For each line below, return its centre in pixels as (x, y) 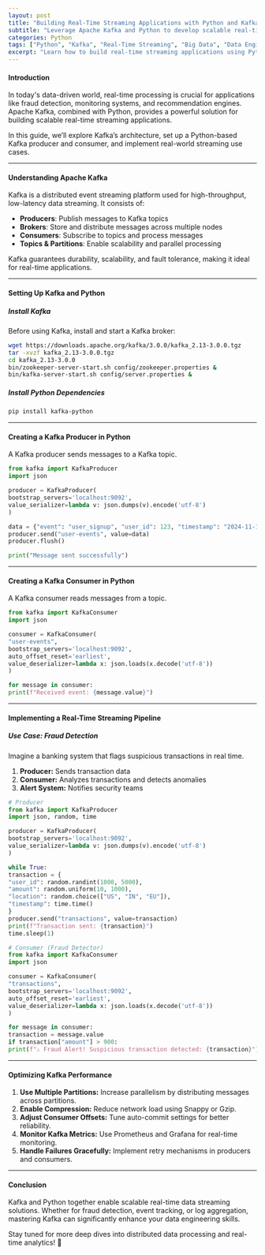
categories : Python (40, 37)
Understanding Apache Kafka (58, 177)
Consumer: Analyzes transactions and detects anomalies (113, 779)
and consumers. (46, 1160)
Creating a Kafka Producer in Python (69, 437)
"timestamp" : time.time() (50, 904)
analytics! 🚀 (43, 1242)
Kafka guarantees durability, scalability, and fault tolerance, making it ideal (129, 259)
